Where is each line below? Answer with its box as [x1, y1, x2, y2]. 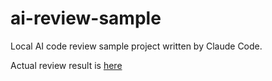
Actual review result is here [10, 59, 123, 71]
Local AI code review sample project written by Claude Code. [10, 40, 263, 52]
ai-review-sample [10, 7, 162, 30]
